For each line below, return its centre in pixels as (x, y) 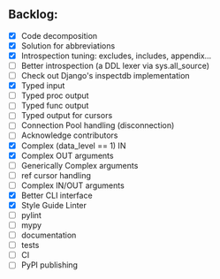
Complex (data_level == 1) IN (73, 146)
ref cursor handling (56, 175)
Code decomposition (59, 35)
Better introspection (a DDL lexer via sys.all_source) (115, 66)
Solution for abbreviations (68, 45)
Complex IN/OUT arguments (72, 185)
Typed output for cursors (67, 116)
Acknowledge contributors (69, 135)
